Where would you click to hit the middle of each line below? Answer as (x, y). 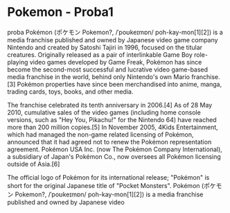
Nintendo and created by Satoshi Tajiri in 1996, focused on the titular (105, 47)
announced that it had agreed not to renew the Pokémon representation (109, 142)
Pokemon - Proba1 (61, 12)
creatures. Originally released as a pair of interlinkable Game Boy (100, 54)
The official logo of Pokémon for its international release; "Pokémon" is (108, 177)
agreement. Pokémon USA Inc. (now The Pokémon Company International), (115, 149)
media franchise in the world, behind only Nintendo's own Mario (99, 76)
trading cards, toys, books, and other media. (70, 92)
